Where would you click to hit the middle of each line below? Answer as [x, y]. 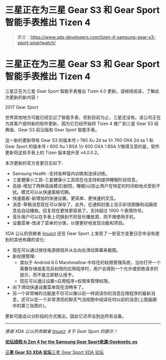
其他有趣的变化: [30, 240]
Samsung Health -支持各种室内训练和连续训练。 [61, 173]
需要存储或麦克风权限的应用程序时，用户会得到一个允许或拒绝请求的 [89, 268]
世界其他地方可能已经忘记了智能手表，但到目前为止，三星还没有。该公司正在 [83, 117]
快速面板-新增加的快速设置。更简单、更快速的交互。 [65, 198]
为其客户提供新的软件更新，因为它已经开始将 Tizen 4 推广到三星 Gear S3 [79, 123]
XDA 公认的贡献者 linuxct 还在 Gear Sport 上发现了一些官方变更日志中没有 [80, 233]
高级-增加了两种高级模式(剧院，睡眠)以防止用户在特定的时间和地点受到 [84, 186]
